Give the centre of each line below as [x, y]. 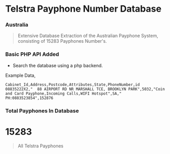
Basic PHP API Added [32, 54]
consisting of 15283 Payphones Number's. [62, 41]
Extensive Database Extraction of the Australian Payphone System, [88, 36]
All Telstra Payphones [40, 146]
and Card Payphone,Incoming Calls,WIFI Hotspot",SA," [64, 94]
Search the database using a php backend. [58, 65]
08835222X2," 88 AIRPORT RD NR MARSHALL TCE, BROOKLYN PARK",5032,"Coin [85, 89]
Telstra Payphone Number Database [83, 9]
